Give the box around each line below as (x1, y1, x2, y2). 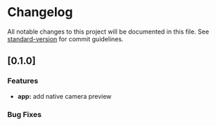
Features (7, 76, 39, 86)
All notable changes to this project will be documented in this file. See (7, 27, 210, 36)
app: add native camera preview (17, 92, 112, 100)
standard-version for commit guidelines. (7, 34, 124, 43)
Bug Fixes (7, 109, 42, 119)
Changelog (7, 4, 73, 20)
